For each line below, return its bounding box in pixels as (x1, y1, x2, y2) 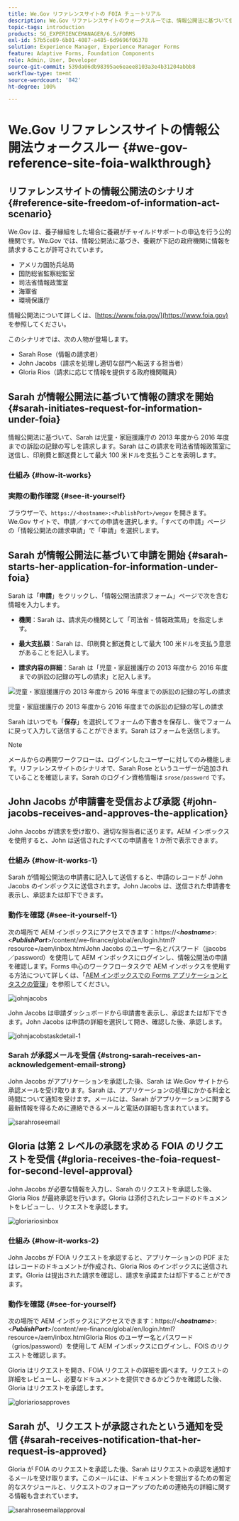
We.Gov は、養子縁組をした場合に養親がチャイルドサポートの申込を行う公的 (8, 228, 231, 236)
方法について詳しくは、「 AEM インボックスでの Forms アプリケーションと (13, 971, 228, 979)
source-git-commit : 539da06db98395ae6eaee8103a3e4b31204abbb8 (8, 63, 196, 70)
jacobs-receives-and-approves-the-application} (8, 807, 229, 819)
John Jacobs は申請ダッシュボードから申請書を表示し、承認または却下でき (8, 1008, 228, 1017)
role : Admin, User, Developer (8, 57, 98, 64)
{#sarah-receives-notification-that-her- (19, 1434, 201, 1446)
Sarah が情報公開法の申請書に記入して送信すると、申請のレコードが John (8, 873, 223, 881)
